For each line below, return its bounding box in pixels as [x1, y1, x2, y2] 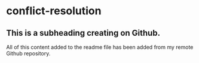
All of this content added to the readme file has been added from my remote [6, 43, 194, 51]
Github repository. [6, 50, 51, 57]
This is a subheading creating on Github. [6, 28, 160, 38]
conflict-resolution [6, 4, 102, 18]
